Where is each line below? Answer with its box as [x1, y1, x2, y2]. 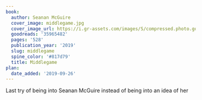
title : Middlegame [11, 59, 58, 65]
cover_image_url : [11, 25, 55, 32]
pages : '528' [11, 37, 44, 43]
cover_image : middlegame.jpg [11, 20, 84, 26]
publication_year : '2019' [11, 43, 77, 49]
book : [5, 8, 19, 15]
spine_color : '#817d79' [11, 54, 71, 60]
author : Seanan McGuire [11, 14, 71, 20]
